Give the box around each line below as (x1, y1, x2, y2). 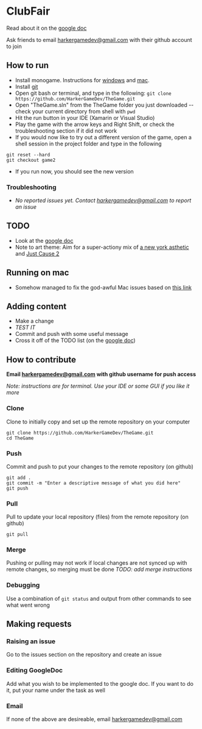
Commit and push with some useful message (15, 330, 129, 338)
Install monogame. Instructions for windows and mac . (15, 76, 150, 83)
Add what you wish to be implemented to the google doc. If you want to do (6, 680, 193, 687)
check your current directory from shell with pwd (15, 108, 136, 115)
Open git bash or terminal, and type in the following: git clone (15, 89, 172, 97)
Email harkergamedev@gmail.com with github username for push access (6, 371, 197, 378)
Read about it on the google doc (6, 24, 87, 32)
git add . (6, 475, 32, 481)
